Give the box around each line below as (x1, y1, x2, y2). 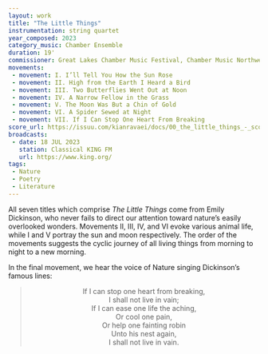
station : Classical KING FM (18, 145, 112, 153)
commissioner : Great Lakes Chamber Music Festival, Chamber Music (8, 57, 234, 65)
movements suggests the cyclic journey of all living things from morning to (8, 238, 254, 248)
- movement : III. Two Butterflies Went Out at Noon (11, 86, 187, 94)
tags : (8, 161, 26, 169)
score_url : (8, 123, 45, 131)
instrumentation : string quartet (8, 26, 120, 34)
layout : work (8, 11, 52, 20)
